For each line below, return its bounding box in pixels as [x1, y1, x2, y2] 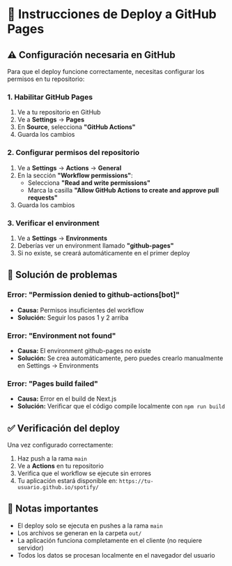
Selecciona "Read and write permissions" [27, 178, 151, 187]
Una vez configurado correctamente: [7, 440, 114, 449]
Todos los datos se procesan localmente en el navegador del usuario [17, 551, 215, 559]
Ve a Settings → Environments [17, 234, 108, 242]
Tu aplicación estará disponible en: [17, 476, 118, 484]
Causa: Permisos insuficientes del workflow [17, 306, 144, 314]
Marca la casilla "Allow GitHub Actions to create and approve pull [27, 186, 219, 194]
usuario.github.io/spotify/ [17, 484, 99, 491]
